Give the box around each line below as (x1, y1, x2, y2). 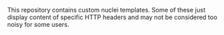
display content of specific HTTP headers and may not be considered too (7, 13, 218, 21)
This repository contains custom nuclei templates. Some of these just (7, 6, 206, 14)
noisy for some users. (7, 21, 70, 28)
